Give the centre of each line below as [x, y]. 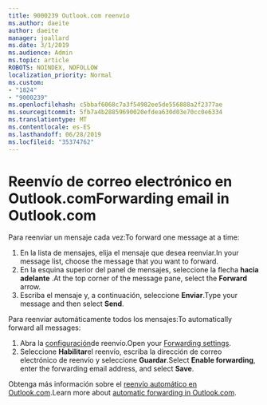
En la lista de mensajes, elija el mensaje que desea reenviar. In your [129, 253]
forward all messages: [45, 328]
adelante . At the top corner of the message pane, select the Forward [133, 278]
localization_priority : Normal [60, 75]
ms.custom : [26, 82]
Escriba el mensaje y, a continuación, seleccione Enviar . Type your [128, 296]
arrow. [30, 287]
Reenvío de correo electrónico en [120, 181]
